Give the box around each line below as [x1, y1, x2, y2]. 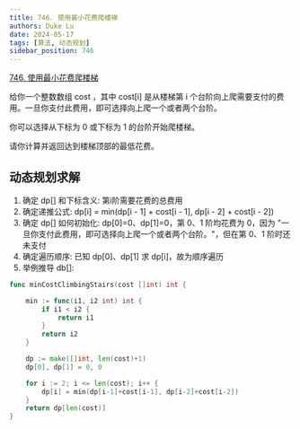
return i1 [57, 313, 94, 322]
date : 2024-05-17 [9, 30, 75, 39]
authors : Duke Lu [9, 22, 75, 31]
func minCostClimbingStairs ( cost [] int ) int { [9, 280, 187, 289]
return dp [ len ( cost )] [25, 404, 106, 413]
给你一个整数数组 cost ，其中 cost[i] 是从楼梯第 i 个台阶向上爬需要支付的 [9, 92, 277, 102]
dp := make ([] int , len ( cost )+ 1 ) [25, 355, 146, 363]
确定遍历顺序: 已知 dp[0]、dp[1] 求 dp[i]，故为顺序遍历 [22, 250, 225, 261]
